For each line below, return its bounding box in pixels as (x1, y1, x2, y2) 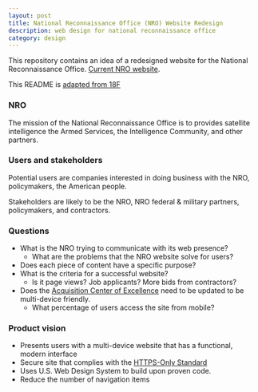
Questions (8, 225, 50, 236)
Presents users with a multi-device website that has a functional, (19, 341, 233, 350)
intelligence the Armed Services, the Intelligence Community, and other (8, 126, 244, 136)
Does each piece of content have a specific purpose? (19, 260, 196, 270)
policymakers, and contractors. (8, 205, 111, 215)
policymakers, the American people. (8, 181, 127, 191)
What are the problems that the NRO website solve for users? (31, 252, 234, 262)
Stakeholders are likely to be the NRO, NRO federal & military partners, (8, 196, 240, 206)
